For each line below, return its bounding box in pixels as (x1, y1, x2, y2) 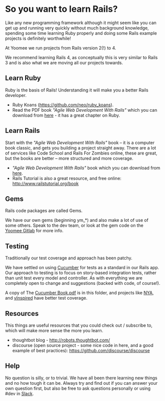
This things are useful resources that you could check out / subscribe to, (5, 322, 153, 328)
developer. (5, 92, 27, 98)
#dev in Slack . (5, 390, 34, 397)
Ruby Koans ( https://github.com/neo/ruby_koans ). (12, 102, 114, 108)
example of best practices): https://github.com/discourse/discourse (12, 348, 150, 353)
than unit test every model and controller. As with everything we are (5, 275, 143, 281)
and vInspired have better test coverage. (5, 295, 88, 301)
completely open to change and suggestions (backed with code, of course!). (5, 280, 161, 286)
